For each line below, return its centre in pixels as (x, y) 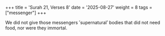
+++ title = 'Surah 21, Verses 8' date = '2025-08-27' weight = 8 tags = (79, 7)
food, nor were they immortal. (36, 28)
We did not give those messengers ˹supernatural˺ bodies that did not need (83, 23)
